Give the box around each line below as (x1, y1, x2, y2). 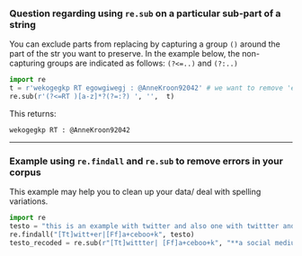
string (9, 18, 36, 31)
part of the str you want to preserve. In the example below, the (9, 49, 241, 59)
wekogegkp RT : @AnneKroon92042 (9, 125, 130, 135)
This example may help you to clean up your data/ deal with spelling (9, 187, 262, 198)
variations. (9, 196, 49, 207)
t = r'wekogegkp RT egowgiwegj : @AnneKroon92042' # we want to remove (9, 84, 283, 93)
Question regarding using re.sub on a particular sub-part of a (9, 7, 281, 20)
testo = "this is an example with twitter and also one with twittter (9, 222, 280, 231)
